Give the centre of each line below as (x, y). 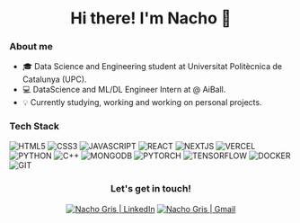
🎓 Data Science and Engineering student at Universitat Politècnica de (152, 67)
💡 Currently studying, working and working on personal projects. (142, 103)
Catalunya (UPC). (54, 79)
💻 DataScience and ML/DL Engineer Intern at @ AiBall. (124, 90)
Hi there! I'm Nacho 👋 (151, 18)
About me (31, 47)
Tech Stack (35, 127)
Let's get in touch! (151, 188)
